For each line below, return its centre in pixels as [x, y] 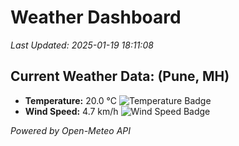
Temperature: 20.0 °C [71, 100]
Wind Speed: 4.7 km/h [71, 111]
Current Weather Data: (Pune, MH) [120, 76]
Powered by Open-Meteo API [71, 130]
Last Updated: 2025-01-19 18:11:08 [82, 45]
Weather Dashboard [96, 17]
